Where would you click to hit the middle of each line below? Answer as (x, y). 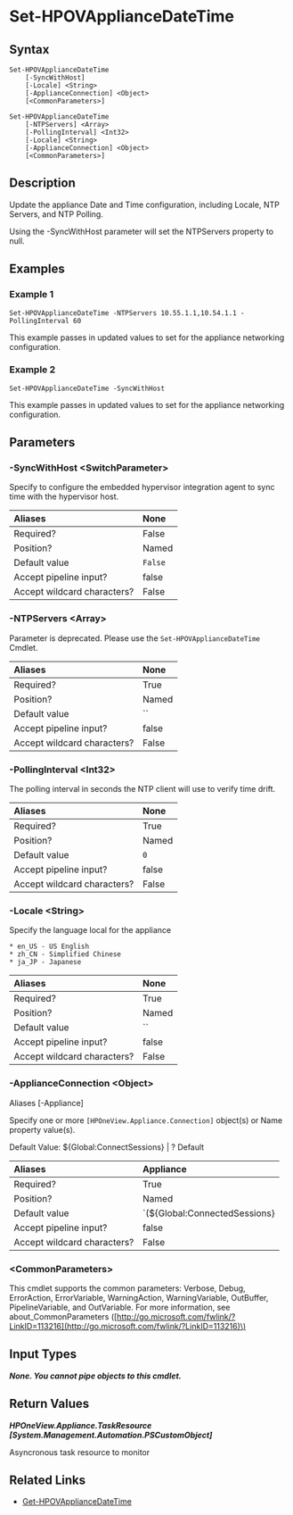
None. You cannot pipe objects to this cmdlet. (96, 1376)
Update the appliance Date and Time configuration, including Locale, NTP (145, 204)
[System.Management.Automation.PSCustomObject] (111, 1435)
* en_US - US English (49, 947)
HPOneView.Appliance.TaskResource (81, 1425)
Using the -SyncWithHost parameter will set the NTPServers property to (142, 231)
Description (42, 183)
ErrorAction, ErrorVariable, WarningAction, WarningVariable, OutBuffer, (139, 1297)
